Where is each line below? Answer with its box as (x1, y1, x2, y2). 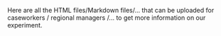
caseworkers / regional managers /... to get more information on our (7, 13, 206, 22)
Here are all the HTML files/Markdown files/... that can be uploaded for (7, 6, 215, 14)
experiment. (7, 21, 43, 29)
